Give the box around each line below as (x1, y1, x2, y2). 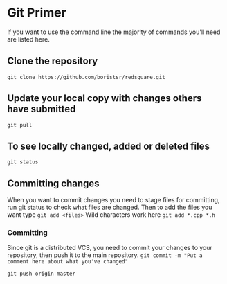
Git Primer (7, 5, 67, 21)
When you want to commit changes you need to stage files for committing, (7, 196, 220, 204)
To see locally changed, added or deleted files (7, 140, 210, 152)
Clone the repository (7, 55, 98, 67)
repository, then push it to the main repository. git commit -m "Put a (7, 251, 203, 259)
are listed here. (7, 35, 50, 43)
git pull (7, 121, 33, 129)
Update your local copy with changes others (7, 92, 202, 105)
